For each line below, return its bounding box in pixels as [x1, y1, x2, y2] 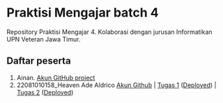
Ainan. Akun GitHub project [16, 73, 95, 82]
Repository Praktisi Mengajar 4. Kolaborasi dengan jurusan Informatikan [6, 28, 213, 36]
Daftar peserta [6, 55, 71, 67]
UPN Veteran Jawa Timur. [6, 35, 81, 43]
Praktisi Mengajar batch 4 [6, 5, 160, 21]
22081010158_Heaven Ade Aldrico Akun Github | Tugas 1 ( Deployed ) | [16, 81, 217, 89]
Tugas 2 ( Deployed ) [16, 88, 74, 96]
